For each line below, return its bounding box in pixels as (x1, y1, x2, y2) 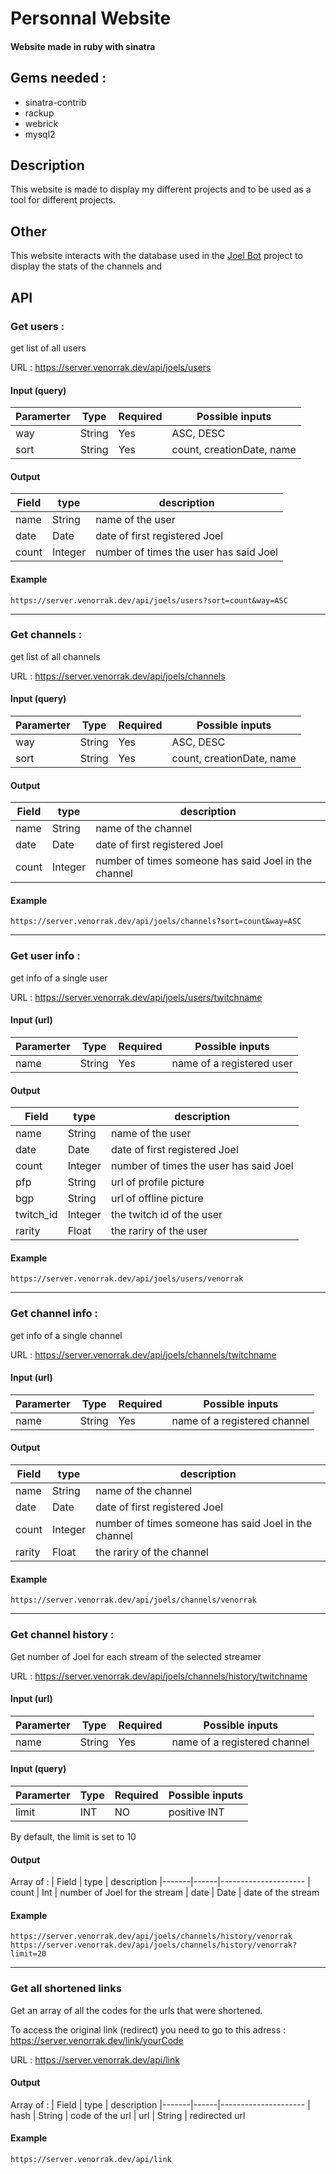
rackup (24, 107, 55, 119)
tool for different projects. (10, 194, 116, 206)
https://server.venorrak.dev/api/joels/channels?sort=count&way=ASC (10, 917, 302, 927)
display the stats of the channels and (10, 260, 163, 272)
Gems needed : (10, 70, 107, 87)
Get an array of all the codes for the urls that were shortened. (10, 2004, 263, 2016)
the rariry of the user (110, 1224, 208, 1238)
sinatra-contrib (24, 96, 87, 108)
